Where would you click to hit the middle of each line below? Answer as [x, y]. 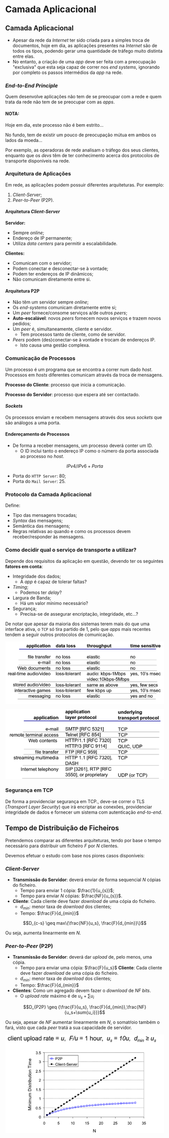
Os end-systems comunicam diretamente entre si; [65, 308]
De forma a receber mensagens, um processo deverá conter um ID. [82, 445]
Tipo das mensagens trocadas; [45, 515]
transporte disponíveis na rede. [38, 161]
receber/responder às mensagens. [48, 537]
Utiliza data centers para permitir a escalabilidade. [65, 243]
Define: [13, 506]
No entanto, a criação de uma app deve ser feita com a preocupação [84, 62]
